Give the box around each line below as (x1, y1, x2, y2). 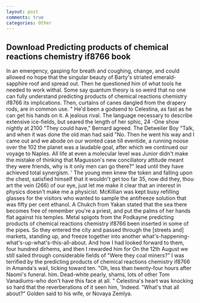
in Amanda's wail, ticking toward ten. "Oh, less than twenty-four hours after (6, 265, 192, 272)
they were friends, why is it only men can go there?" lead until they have (6, 163, 184, 170)
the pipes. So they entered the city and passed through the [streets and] (6, 226, 184, 234)
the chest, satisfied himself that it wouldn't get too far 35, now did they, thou (6, 175, 194, 183)
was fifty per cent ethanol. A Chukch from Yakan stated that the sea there (6, 201, 187, 208)
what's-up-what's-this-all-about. (6, 239, 88, 246)
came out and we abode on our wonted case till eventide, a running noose (6, 137, 189, 144)
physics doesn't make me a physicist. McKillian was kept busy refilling (6, 188, 179, 195)
